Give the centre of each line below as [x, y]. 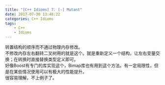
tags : [11, 23]
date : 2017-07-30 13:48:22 [33, 14]
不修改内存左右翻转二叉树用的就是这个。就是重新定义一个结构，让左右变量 [80, 53]
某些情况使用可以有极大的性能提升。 [50, 71]
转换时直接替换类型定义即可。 [48, 59]
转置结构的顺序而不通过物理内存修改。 [44, 47]
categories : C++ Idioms [29, 19]
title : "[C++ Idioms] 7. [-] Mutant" [44, 10]
